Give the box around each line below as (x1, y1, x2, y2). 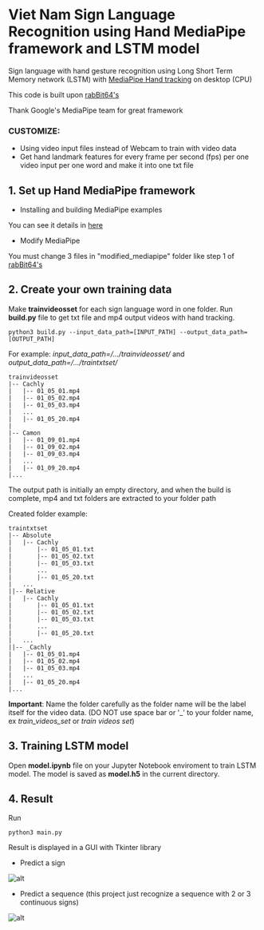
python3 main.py (8, 829, 62, 837)
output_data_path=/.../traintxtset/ (8, 357, 118, 367)
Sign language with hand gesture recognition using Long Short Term (8, 66, 233, 75)
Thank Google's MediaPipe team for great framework (8, 105, 183, 115)
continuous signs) (19, 897, 80, 908)
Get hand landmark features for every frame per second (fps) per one (19, 152, 250, 161)
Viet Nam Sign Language (8, 6, 175, 24)
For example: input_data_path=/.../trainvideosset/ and (8, 349, 185, 359)
